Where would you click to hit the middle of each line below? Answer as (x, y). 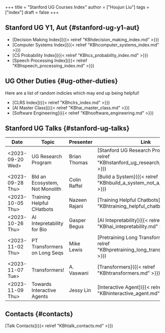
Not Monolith (46, 189)
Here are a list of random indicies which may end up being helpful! (72, 93)
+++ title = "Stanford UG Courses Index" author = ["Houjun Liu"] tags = (77, 7)
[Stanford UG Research (124, 150)
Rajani (76, 206)
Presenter (81, 142)
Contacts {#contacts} (39, 314)
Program (41, 163)
